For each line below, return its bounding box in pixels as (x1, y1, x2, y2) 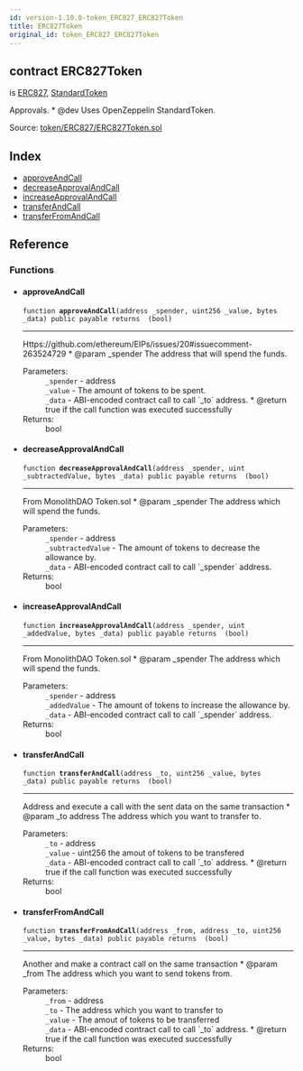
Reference (9, 236, 69, 253)
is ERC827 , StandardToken (9, 88, 108, 98)
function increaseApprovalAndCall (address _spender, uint (22, 621, 245, 630)
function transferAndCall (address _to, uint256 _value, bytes (22, 769, 262, 779)
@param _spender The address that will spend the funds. (74, 348, 288, 359)
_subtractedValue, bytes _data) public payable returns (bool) (22, 471, 270, 481)
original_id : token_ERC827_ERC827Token (9, 30, 160, 39)
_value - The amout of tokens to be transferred (44, 1014, 220, 1025)
